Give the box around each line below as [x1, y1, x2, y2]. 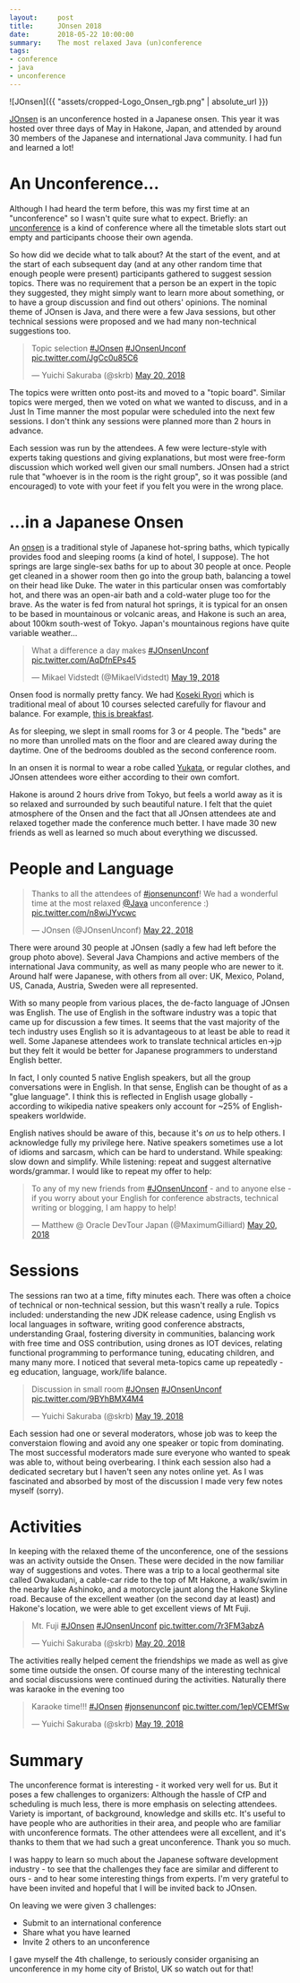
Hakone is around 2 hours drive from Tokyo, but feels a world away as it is [9, 788, 283, 799]
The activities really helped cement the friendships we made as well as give [9, 1656, 288, 1666]
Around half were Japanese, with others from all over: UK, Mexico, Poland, [9, 970, 285, 981]
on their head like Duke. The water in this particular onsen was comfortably [9, 579, 287, 590]
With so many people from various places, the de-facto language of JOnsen [9, 997, 290, 1008]
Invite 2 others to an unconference [21, 1936, 150, 1947]
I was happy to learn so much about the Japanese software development [9, 1854, 279, 1866]
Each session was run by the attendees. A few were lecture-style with [9, 442, 267, 453]
